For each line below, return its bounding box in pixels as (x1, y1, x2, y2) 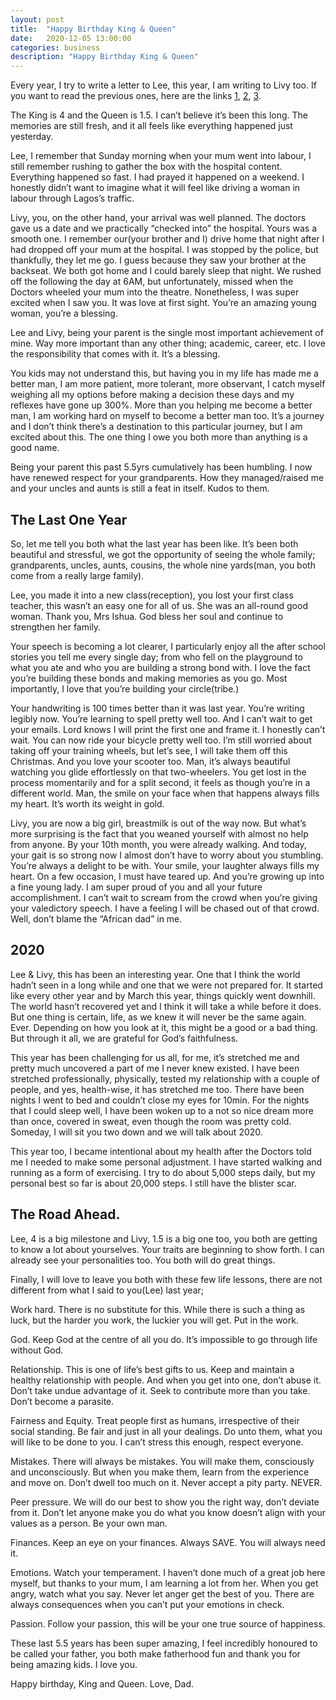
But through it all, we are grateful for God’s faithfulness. (10, 1032, 239, 1044)
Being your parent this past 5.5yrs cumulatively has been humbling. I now (10, 461, 313, 473)
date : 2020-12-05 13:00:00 (10, 33, 132, 43)
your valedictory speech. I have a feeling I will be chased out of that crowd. (10, 902, 320, 914)
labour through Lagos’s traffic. (10, 192, 135, 205)
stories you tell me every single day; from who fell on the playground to (10, 651, 303, 663)
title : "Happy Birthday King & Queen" (10, 24, 177, 34)
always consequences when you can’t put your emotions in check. (10, 1598, 285, 1610)
